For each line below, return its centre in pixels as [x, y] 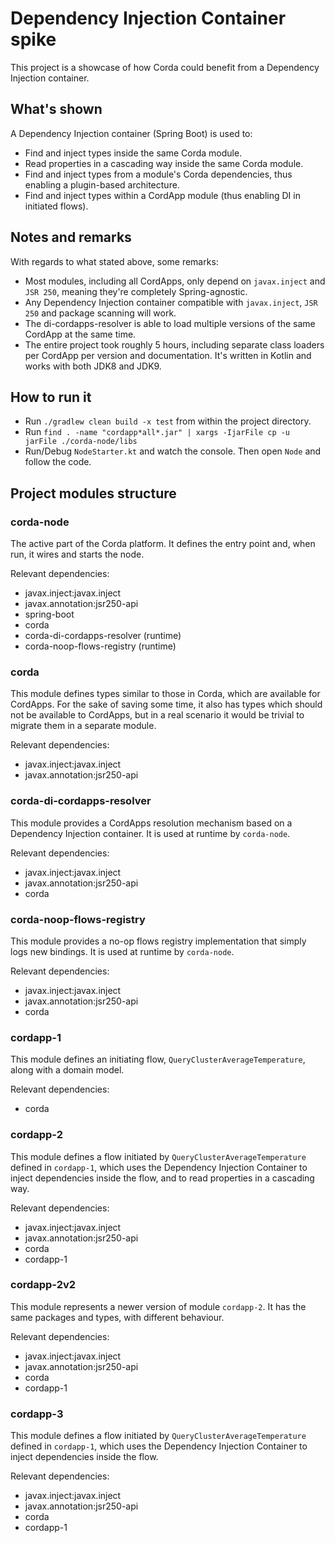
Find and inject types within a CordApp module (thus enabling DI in [162, 195]
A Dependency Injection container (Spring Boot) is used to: [131, 133]
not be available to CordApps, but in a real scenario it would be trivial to [157, 715]
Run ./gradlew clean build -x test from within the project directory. [168, 421]
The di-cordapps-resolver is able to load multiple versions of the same [170, 323]
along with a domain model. [67, 1070]
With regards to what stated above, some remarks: [114, 261]
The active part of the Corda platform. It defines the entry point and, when [163, 544]
